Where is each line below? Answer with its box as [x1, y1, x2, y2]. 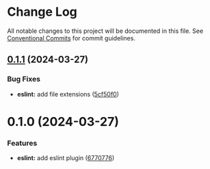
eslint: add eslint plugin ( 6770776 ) [16, 154, 115, 162]
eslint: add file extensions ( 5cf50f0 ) [16, 90, 120, 98]
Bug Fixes [7, 75, 41, 84]
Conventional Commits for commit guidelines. [7, 34, 135, 42]
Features [7, 138, 38, 148]
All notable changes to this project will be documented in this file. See [7, 27, 204, 35]
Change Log [7, 4, 77, 20]
